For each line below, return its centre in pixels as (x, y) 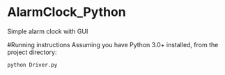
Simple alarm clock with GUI (48, 31)
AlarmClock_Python (67, 12)
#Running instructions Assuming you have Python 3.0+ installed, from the (113, 44)
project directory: (32, 52)
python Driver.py (32, 65)
